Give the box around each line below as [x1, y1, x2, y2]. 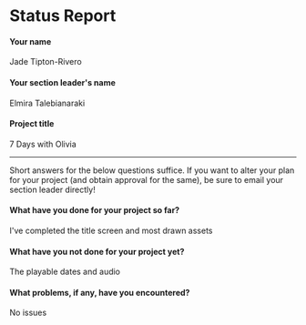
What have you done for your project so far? [9, 205, 180, 216]
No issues [9, 307, 47, 319]
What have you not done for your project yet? [9, 246, 185, 257]
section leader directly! [9, 184, 96, 195]
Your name [9, 36, 52, 46]
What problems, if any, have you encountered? [9, 287, 190, 298]
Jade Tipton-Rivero [9, 56, 82, 67]
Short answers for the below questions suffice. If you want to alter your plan [9, 165, 295, 176]
